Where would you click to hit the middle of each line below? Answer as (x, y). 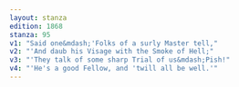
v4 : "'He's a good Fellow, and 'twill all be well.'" (114, 69)
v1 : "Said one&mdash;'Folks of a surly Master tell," (114, 43)
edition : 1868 (36, 26)
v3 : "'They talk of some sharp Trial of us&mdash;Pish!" (120, 60)
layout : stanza (38, 18)
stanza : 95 (30, 34)
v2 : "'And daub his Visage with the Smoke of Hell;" (112, 52)
